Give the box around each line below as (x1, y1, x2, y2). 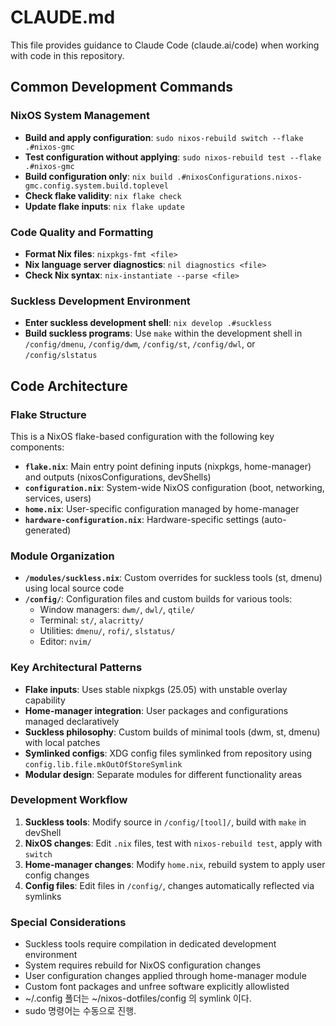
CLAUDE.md (10, 6, 116, 29)
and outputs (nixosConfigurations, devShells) (24, 471, 212, 483)
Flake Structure (10, 407, 87, 421)
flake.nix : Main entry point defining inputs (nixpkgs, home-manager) (24, 460, 312, 472)
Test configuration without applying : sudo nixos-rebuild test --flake (24, 151, 322, 163)
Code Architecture (10, 377, 128, 395)
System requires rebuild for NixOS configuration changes (24, 959, 262, 971)
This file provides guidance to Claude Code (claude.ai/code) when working (10, 39, 320, 51)
